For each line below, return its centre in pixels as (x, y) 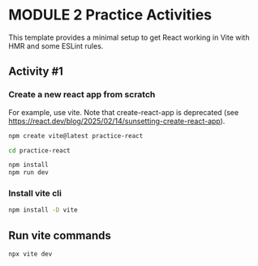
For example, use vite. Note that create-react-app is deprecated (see (124, 112)
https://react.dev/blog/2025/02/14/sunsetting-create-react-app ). (117, 121)
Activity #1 (36, 72)
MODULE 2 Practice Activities (110, 15)
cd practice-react (39, 150)
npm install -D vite (43, 210)
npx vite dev (30, 254)
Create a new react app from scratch (82, 95)
